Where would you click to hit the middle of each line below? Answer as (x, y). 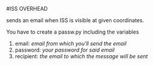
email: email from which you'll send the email (71, 43)
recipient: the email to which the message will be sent (81, 56)
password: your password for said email (65, 50)
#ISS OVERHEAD (27, 9)
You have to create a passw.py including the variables (73, 32)
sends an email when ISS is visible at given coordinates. (75, 20)
